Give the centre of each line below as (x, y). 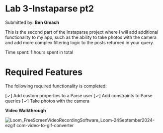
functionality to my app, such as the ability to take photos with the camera (81, 37)
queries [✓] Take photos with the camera (47, 101)
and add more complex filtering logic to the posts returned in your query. (80, 42)
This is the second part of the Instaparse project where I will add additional (82, 32)
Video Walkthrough (26, 110)
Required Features (44, 72)
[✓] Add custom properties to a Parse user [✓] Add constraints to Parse (79, 95)
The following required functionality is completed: (56, 86)
